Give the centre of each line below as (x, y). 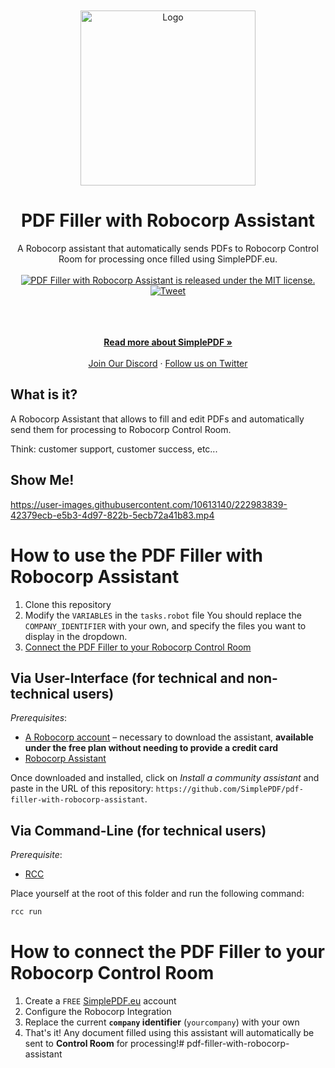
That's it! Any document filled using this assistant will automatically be (169, 1032)
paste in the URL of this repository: (82, 789)
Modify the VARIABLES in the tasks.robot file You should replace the (163, 615)
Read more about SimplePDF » (168, 342)
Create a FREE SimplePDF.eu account (100, 1000)
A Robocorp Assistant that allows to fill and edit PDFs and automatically (157, 419)
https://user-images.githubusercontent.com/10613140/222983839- (149, 504)
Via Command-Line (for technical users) (138, 830)
